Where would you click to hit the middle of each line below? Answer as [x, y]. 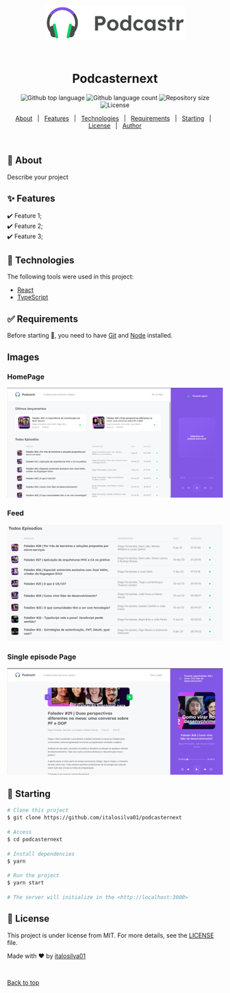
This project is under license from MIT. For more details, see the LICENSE [111, 935]
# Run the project [33, 876]
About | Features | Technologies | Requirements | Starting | [113, 118]
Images [23, 357]
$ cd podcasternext [35, 839]
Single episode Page [42, 657]
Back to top [23, 982]
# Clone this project [38, 810]
